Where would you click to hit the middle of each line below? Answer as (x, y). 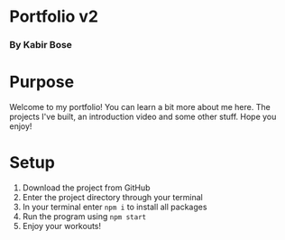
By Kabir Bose (41, 45)
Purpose (42, 82)
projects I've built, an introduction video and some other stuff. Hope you (143, 117)
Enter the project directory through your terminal (112, 197)
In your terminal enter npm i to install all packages (115, 207)
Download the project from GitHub (86, 188)
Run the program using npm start (84, 216)
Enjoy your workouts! (62, 226)
